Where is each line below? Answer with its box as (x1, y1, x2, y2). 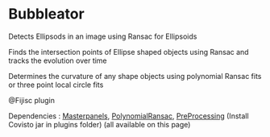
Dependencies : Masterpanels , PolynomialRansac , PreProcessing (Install (8, 110, 249, 121)
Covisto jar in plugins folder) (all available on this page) (8, 119, 191, 129)
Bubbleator (8, 5, 85, 23)
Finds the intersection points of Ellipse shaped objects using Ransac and (8, 47, 249, 56)
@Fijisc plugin (8, 95, 55, 105)
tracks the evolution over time (8, 56, 107, 65)
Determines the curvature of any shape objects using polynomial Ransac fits (8, 71, 262, 81)
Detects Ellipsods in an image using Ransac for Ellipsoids (8, 31, 197, 41)
